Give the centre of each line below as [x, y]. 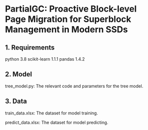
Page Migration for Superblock [68, 19]
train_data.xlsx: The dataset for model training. [51, 113]
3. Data [16, 101]
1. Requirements [30, 47]
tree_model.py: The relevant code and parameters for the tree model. [74, 86]
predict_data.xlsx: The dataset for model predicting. [57, 122]
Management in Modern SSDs [66, 30]
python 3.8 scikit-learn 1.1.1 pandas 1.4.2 [45, 59]
